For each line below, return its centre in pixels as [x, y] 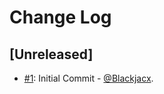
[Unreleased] [51, 54]
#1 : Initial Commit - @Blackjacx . [88, 78]
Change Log [60, 17]
